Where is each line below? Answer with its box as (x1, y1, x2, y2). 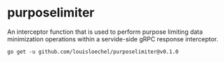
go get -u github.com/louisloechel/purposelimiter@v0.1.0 (7, 48, 179, 55)
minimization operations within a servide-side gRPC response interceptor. (7, 34, 218, 43)
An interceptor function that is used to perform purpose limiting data (7, 28, 203, 36)
